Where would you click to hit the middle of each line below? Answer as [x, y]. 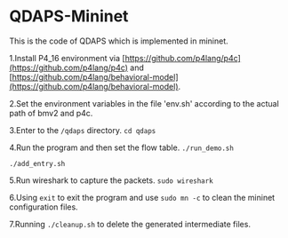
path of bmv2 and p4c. [51, 113]
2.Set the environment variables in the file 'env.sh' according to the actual [144, 103]
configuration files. [44, 207]
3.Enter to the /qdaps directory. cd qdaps [83, 130]
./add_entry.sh [37, 163]
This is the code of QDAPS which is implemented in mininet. [119, 41]
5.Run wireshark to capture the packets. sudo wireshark [111, 180]
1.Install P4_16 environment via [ [68, 58]
